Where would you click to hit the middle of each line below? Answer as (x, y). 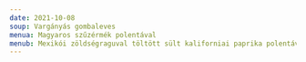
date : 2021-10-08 (42, 18)
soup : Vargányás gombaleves (63, 26)
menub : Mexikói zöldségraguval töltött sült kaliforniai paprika (136, 43)
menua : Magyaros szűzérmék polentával (83, 35)
